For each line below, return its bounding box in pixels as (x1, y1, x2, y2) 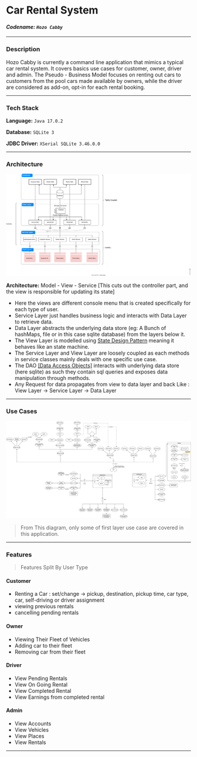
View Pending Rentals (14, 675, 67, 682)
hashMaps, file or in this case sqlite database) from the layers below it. (14, 331, 186, 338)
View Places (14, 733, 45, 740)
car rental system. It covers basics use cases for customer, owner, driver (6, 65, 182, 72)
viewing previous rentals (14, 603, 74, 610)
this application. (20, 530, 59, 537)
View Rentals (14, 739, 46, 746)
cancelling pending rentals (14, 609, 79, 616)
